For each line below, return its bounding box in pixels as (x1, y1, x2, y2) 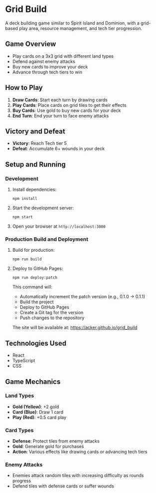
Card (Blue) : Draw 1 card (12, 409, 64, 415)
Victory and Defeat (5, 127, 66, 135)
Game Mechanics (5, 377, 61, 386)
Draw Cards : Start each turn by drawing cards (12, 96, 108, 103)
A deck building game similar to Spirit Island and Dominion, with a (5, 20, 140, 26)
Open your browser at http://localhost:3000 (12, 223, 106, 229)
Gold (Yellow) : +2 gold (12, 404, 59, 410)
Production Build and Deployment (5, 236, 89, 243)
